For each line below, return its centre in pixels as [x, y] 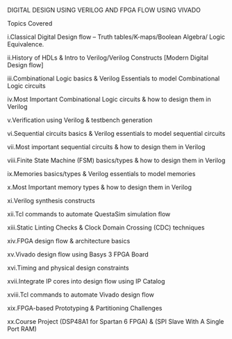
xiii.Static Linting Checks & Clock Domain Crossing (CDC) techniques [106, 227]
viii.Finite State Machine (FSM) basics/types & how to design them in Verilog [116, 160]
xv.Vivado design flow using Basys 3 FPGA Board [78, 254]
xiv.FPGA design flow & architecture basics [69, 241]
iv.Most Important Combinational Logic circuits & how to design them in [109, 99]
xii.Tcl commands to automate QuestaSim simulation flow [89, 214]
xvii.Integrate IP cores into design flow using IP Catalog [86, 281]
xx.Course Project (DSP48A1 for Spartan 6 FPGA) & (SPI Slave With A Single [116, 321]
